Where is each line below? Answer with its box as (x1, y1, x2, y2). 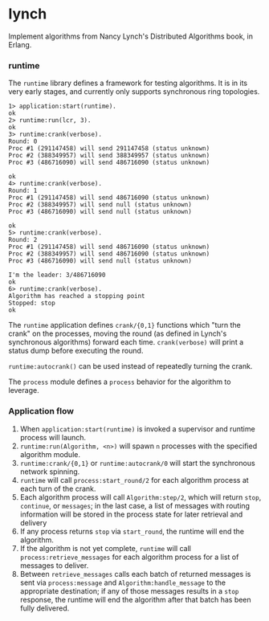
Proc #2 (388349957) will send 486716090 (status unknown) (8, 250, 210, 258)
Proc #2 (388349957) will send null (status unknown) (8, 201, 193, 209)
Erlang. (8, 39, 32, 49)
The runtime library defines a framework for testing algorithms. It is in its (8, 78, 247, 88)
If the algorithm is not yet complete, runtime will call (19, 543, 191, 553)
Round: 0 (8, 137, 38, 145)
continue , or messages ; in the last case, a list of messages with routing (19, 500, 251, 510)
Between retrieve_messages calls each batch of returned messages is (19, 569, 251, 578)
